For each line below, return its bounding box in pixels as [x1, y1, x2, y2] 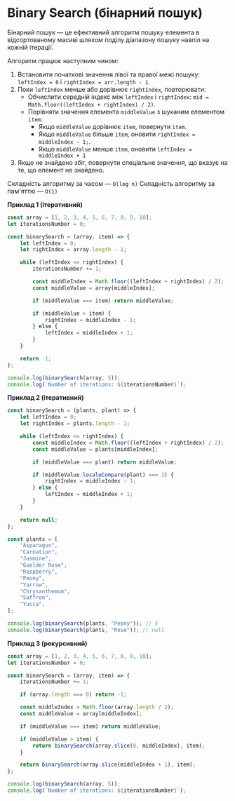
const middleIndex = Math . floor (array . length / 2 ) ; [20, 704, 174, 711]
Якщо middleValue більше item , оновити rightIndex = [38, 130, 196, 138]
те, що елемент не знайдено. [17, 166, 105, 174]
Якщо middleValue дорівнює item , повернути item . [38, 122, 187, 130]
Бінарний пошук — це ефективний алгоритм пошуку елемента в [7, 28, 200, 36]
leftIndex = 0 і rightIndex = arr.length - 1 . [17, 77, 151, 86]
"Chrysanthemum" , [20, 588, 71, 595]
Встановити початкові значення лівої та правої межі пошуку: [17, 70, 201, 79]
